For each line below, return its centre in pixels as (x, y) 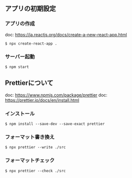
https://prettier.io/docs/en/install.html (42, 100)
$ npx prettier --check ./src (36, 171)
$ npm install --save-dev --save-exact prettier (55, 124)
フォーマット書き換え (30, 137)
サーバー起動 (20, 56)
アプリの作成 (20, 24)
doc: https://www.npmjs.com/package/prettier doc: (56, 95)
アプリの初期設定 (30, 9)
